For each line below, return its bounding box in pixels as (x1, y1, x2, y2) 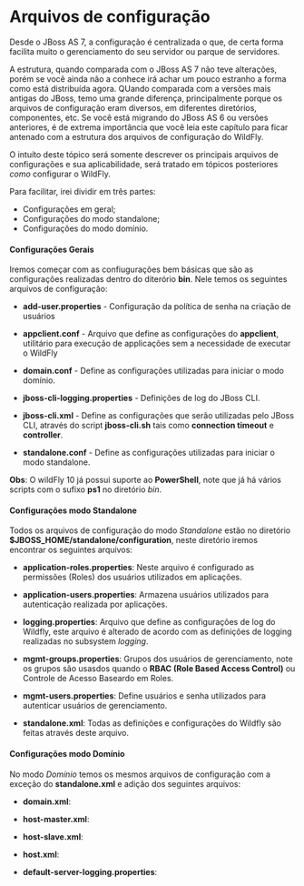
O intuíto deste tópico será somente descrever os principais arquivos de (9, 148, 279, 160)
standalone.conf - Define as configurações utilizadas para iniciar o (22, 448, 275, 458)
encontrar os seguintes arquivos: (9, 544, 133, 556)
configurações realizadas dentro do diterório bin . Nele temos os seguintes (9, 274, 288, 285)
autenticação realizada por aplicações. (22, 599, 168, 610)
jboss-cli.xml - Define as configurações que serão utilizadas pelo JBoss (22, 410, 295, 421)
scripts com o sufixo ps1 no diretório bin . (9, 484, 162, 495)
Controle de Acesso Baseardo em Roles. (22, 673, 174, 684)
